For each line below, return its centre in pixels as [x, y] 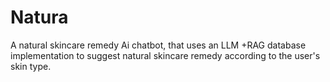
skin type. [31, 66]
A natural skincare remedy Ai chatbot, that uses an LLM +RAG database [158, 45]
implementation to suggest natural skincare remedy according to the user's [165, 55]
